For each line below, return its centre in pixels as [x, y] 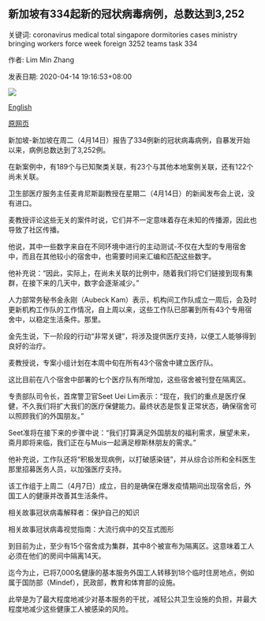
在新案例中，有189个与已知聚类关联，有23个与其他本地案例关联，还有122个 [131, 166]
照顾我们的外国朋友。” [49, 415]
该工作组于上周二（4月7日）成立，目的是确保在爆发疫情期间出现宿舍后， [126, 485]
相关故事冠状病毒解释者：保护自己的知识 [74, 512]
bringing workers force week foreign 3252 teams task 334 [103, 43]
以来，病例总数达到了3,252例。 [59, 150]
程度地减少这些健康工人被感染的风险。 [70, 608]
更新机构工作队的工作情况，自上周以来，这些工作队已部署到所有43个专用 [127, 309]
